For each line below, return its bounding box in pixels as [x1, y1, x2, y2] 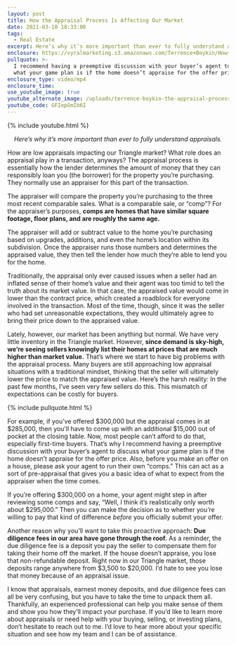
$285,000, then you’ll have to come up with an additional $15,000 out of [7, 424, 216, 433]
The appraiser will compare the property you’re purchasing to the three [7, 191, 213, 200]
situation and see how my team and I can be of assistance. [7, 630, 177, 638]
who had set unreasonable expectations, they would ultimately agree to [7, 309, 214, 317]
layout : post [7, 10, 46, 18]
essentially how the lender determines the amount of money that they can [7, 163, 221, 172]
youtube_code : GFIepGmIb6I [7, 102, 86, 109]
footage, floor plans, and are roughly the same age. [7, 214, 160, 222]
